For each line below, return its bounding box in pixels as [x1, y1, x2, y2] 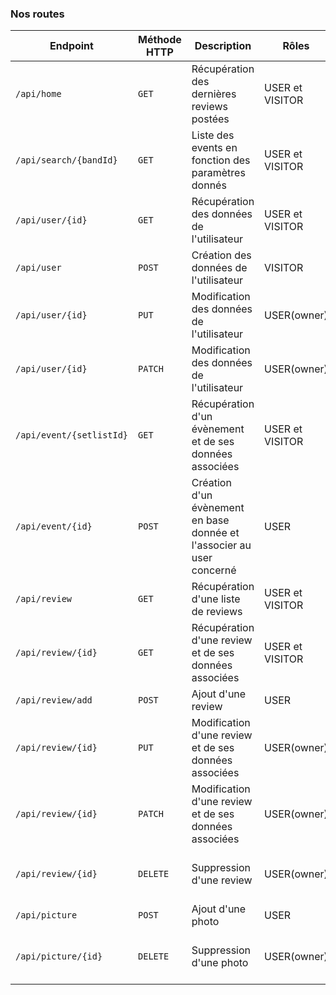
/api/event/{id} [15, 521, 93, 532]
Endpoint [49, 39, 94, 53]
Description [194, 39, 252, 53]
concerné [191, 563, 237, 577]
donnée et [191, 526, 240, 540]
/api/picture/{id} [15, 951, 103, 962]
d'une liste [191, 592, 241, 606]
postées [191, 112, 230, 126]
